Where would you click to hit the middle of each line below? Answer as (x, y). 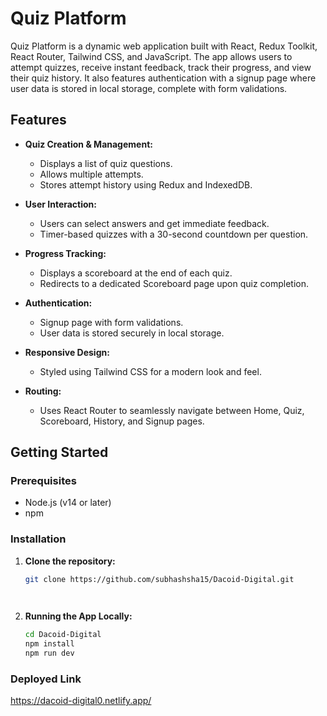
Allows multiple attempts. (91, 174)
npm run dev (49, 653)
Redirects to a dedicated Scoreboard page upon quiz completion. (174, 283)
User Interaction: (60, 204)
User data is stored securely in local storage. (132, 333)
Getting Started (59, 452)
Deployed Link (46, 679)
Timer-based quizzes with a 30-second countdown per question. (174, 234)
